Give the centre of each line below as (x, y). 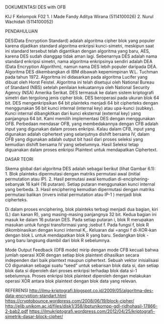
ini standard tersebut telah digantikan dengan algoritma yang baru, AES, (78, 51)
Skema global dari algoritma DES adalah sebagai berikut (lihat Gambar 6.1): (80, 169)
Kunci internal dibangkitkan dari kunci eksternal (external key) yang (73, 113)
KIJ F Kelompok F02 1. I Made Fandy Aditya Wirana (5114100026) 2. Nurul (79, 16)
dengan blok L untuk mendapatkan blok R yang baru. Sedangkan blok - (77, 235)
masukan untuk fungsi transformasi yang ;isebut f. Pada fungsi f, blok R (77, 225)
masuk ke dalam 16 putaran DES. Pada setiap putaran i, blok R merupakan (80, 220)
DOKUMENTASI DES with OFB (35, 7)
